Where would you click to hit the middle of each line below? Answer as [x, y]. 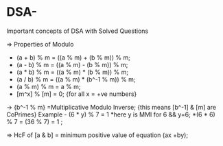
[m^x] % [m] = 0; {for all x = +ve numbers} [77, 94]
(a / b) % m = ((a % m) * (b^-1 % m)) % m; [76, 79]
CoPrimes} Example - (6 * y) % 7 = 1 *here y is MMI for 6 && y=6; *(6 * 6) [111, 114]
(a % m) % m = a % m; [48, 86]
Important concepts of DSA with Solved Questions [78, 31]
